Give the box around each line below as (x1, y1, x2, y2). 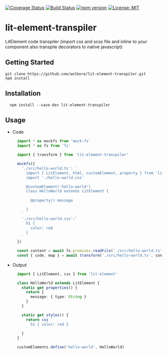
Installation (5, 89, 41, 98)
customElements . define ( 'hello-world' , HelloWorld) (17, 345, 125, 350)
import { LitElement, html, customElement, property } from (25, 171, 154, 176)
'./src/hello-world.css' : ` (21, 216, 78, 221)
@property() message (30, 198, 73, 203)
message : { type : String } (30, 294, 87, 299)
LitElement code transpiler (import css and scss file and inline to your (5, 38, 148, 44)
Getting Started (5, 58, 54, 67)
